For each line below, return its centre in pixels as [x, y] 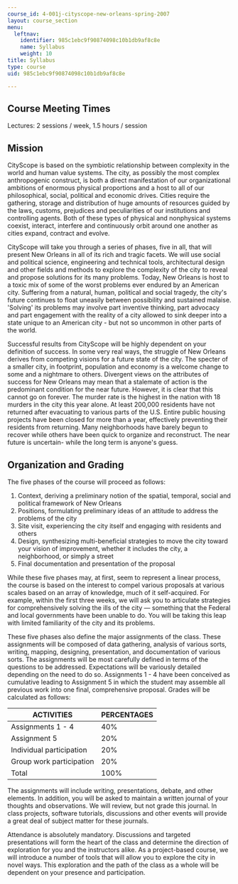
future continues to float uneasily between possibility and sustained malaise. [119, 300]
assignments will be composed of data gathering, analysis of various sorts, [117, 644]
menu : [15, 27]
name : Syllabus [43, 47]
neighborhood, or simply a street [65, 556]
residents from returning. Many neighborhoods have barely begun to [108, 427]
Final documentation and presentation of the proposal [96, 564]
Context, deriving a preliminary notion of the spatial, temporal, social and [124, 495]
